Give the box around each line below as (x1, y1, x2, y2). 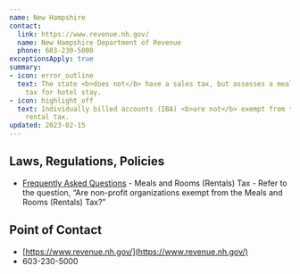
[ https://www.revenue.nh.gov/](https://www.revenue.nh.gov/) (21, 246, 248, 257)
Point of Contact (9, 222, 103, 237)
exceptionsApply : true (9, 54, 94, 63)
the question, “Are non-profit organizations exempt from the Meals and (21, 187, 283, 197)
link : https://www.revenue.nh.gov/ (17, 29, 150, 38)
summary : (9, 63, 42, 72)
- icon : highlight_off (9, 95, 94, 105)
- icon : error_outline (9, 71, 94, 80)
